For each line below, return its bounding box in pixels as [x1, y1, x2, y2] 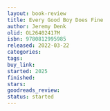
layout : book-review [7, 10, 67, 17]
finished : [7, 74, 36, 81]
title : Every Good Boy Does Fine [7, 17, 104, 23]
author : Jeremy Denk [7, 23, 67, 30]
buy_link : [7, 61, 36, 68]
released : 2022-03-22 [7, 42, 70, 49]
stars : [7, 81, 26, 88]
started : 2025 [7, 68, 48, 74]
